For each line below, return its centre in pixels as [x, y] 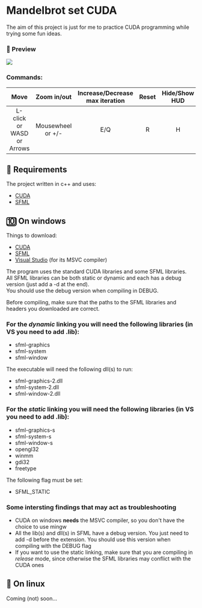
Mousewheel [54, 126]
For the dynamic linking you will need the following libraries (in [100, 324]
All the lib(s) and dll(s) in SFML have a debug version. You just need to [102, 533]
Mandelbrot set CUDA [62, 11]
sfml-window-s [34, 443]
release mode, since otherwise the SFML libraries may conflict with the [103, 559]
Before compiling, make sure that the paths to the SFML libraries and [91, 302]
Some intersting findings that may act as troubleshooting [91, 507]
